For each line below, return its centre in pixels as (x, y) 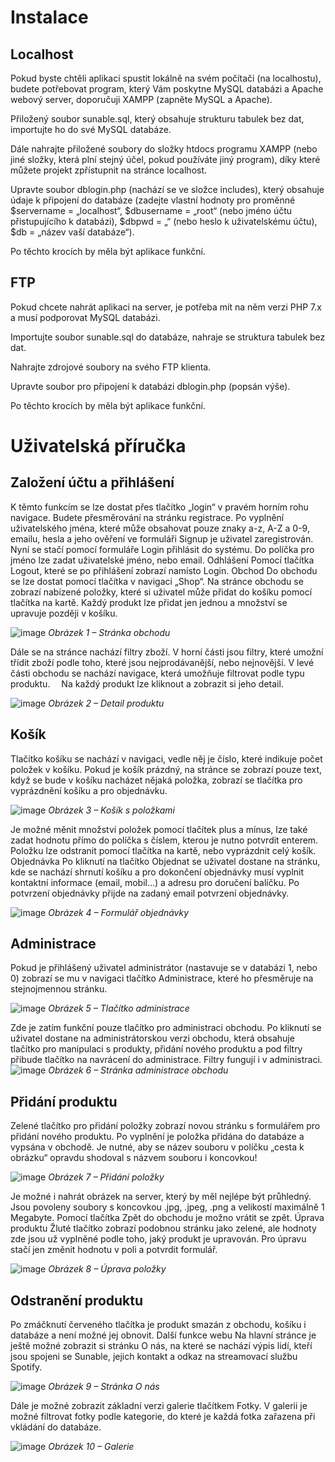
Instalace (49, 17)
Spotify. (26, 1367)
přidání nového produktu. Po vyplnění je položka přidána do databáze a (157, 1137)
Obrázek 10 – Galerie (91, 1447)
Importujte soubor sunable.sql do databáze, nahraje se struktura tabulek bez (168, 337)
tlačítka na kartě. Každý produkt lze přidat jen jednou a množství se (149, 602)
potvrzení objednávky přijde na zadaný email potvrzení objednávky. (150, 893)
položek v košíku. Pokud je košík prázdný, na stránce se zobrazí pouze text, (166, 769)
